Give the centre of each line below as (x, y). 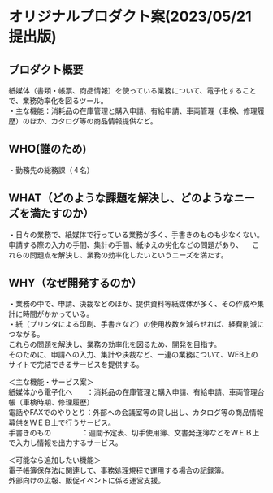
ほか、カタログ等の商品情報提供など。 (94, 121)
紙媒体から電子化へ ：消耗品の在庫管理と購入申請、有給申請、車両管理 (133, 392)
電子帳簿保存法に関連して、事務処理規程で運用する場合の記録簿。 (119, 470)
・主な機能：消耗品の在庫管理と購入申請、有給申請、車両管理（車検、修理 (133, 111)
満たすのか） (62, 213)
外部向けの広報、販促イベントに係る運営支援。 (87, 481)
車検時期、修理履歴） (58, 402)
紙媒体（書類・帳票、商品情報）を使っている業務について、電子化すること (133, 91)
